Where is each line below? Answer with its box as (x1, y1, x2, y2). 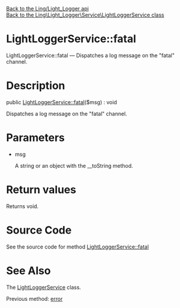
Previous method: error (6, 295, 63, 302)
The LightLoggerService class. (6, 284, 81, 291)
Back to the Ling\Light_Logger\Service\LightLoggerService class (6, 11, 165, 18)
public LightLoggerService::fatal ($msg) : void (6, 98, 117, 106)
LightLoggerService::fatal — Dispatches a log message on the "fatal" (6, 52, 175, 59)
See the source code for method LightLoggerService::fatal (6, 243, 149, 250)
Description (6, 79, 65, 93)
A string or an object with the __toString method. (14, 162, 134, 169)
